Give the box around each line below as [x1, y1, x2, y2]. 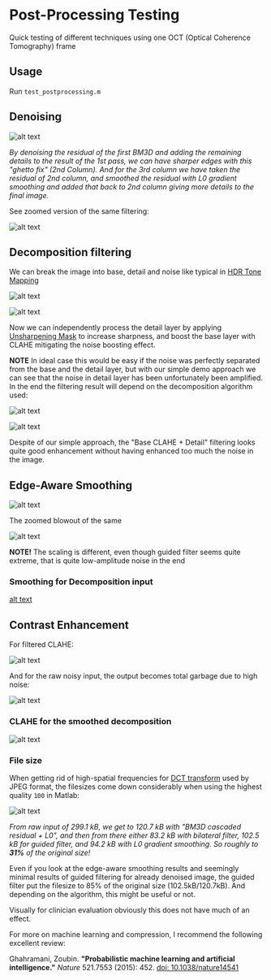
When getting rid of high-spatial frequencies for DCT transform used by [9, 773, 250, 783]
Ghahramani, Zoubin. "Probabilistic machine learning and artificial [9, 953, 235, 964]
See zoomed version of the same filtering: [9, 206, 149, 216]
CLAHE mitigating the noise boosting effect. [9, 340, 156, 350]
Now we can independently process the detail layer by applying [9, 323, 222, 332]
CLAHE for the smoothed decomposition [9, 716, 172, 727]
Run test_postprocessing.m [9, 86, 101, 96]
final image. [9, 190, 49, 200]
